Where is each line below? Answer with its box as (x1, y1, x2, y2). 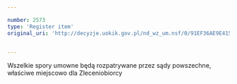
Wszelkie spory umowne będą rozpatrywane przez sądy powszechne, (7, 61, 212, 70)
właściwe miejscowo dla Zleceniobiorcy (7, 68, 123, 78)
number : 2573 (7, 16, 46, 23)
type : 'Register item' (7, 23, 74, 30)
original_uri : (7, 30, 49, 37)
